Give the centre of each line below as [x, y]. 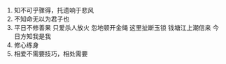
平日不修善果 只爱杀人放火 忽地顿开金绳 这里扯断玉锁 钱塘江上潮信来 [112, 27]
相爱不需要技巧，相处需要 [51, 54]
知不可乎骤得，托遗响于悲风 [54, 10]
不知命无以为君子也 [42, 19]
